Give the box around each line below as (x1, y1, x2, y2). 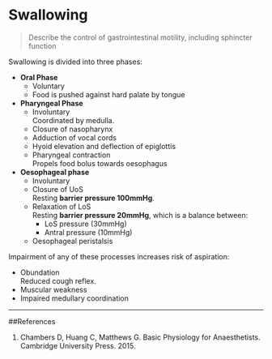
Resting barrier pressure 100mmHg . (32, 193, 155, 203)
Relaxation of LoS (32, 201, 91, 212)
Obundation (19, 267, 60, 277)
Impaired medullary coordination (19, 293, 130, 303)
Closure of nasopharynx (32, 124, 113, 134)
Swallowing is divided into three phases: (8, 57, 143, 66)
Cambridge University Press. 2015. (19, 340, 136, 350)
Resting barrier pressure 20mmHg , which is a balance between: (32, 210, 249, 220)
